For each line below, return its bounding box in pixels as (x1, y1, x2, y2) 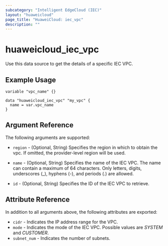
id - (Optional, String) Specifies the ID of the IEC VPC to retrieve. (12, 180, 150, 187)
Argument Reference (5, 121, 74, 129)
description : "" (5, 21, 40, 27)
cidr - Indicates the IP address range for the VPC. (12, 218, 118, 225)
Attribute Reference (5, 195, 70, 204)
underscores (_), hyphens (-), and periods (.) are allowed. (12, 170, 134, 176)
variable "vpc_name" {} (5, 89, 56, 94)
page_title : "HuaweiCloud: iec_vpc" (5, 17, 83, 22)
